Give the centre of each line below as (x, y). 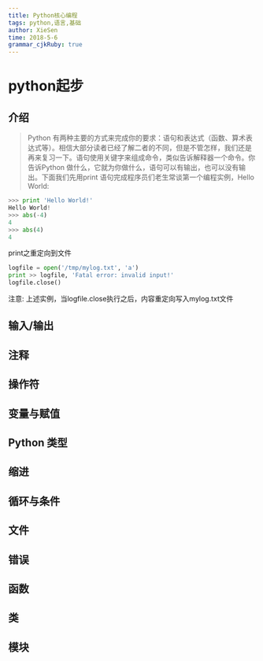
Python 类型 (38, 443)
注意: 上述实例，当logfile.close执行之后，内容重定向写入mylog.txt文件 (121, 299)
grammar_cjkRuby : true (45, 45)
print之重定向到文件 (40, 253)
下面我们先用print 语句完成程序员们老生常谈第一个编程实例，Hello (148, 177)
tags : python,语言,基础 (44, 23)
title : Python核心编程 (43, 15)
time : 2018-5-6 (33, 37)
